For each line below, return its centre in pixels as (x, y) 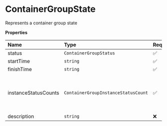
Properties (16, 32)
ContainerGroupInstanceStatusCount (106, 93)
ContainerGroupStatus (89, 53)
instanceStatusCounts (34, 93)
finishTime (20, 69)
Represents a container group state (41, 23)
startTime (19, 61)
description (21, 116)
